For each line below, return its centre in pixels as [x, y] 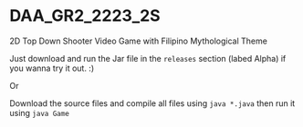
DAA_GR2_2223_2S [85, 16]
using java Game [40, 112]
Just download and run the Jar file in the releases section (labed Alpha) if [148, 58]
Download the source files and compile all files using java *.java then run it [152, 103]
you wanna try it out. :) [52, 68]
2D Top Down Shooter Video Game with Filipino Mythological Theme [138, 41]
